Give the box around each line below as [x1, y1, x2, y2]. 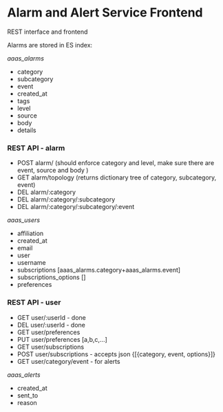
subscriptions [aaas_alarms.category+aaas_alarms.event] [17, 266, 181, 274]
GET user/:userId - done [17, 313, 86, 321]
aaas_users [7, 216, 40, 224]
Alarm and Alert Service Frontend [7, 5, 203, 21]
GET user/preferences [17, 328, 81, 336]
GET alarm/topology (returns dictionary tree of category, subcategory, [17, 173, 217, 182]
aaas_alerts [7, 370, 41, 379]
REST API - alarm [7, 143, 65, 153]
